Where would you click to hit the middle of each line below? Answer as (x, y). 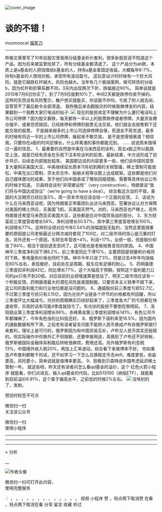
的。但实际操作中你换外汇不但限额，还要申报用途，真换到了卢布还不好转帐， (81, 336)
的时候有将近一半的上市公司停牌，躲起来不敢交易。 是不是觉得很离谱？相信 (80, 136)
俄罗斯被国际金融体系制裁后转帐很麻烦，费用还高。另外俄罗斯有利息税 (75, 342)
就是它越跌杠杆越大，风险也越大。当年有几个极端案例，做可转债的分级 (83, 82)
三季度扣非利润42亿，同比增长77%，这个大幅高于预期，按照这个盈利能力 (78, 270)
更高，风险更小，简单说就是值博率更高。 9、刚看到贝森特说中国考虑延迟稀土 (81, 361)
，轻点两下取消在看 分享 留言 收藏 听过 (43, 504)
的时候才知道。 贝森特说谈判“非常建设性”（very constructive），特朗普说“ (78, 185)
